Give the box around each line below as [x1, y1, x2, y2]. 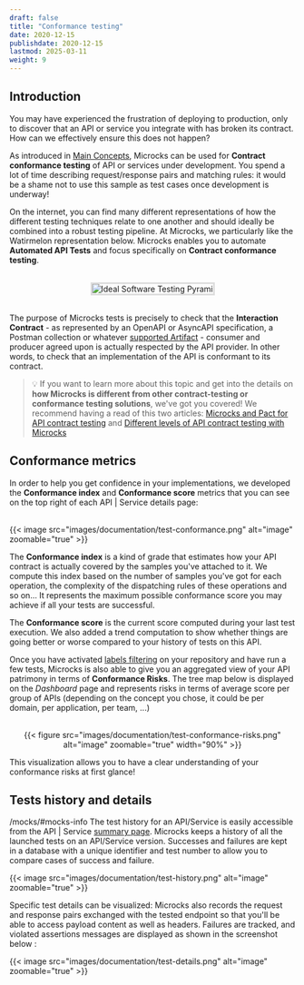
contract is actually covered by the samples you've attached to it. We [9, 560, 268, 572]
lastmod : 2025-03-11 [9, 47, 88, 56]
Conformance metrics [9, 453, 137, 468]
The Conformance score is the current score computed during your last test [9, 616, 296, 627]
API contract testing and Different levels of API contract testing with [31, 417, 285, 428]
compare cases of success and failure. [9, 855, 155, 866]
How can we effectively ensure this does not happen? [9, 133, 211, 143]
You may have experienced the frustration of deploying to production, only [9, 113, 289, 123]
